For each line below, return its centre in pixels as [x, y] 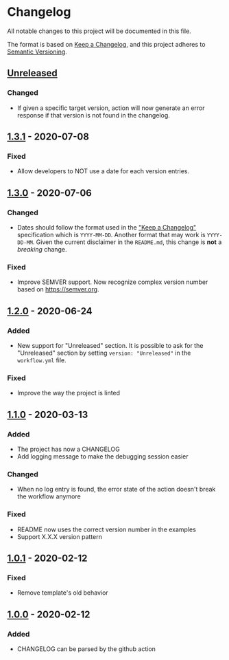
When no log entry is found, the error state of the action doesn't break [116, 489]
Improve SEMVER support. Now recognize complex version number [112, 282]
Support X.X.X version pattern [60, 536]
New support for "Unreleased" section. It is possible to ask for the [110, 345]
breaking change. [42, 249]
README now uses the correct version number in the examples [107, 529]
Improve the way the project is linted [69, 393]
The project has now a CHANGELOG [68, 449]
